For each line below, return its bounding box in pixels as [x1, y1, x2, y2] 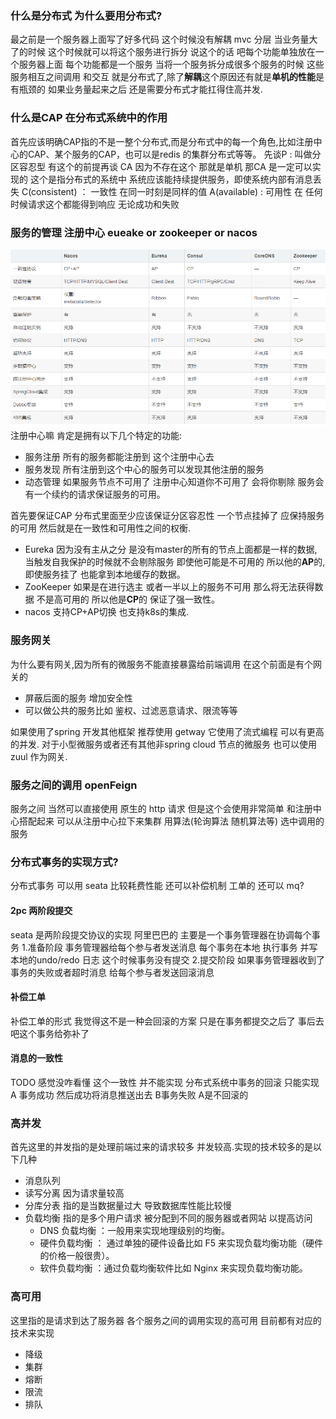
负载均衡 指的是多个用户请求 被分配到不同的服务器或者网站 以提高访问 [24, 1212, 313, 1224]
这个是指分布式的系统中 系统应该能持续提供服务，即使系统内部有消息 [29, 173, 313, 185]
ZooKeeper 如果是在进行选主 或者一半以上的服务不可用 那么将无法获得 [24, 581, 315, 593]
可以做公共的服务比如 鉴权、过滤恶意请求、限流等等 [24, 704, 238, 716]
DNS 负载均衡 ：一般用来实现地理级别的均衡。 [39, 1225, 231, 1237]
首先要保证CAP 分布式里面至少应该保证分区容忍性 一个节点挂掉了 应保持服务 [10, 510, 325, 522]
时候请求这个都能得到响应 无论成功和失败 [10, 198, 180, 210]
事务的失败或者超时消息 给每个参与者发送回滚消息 [10, 966, 215, 978]
